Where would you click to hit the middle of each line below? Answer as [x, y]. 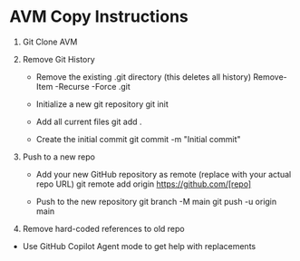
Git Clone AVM [50, 42]
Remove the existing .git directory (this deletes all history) [144, 77]
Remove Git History [58, 59]
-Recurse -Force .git [93, 86]
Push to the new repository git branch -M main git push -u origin [156, 201]
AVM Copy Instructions [99, 17]
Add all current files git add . [89, 121]
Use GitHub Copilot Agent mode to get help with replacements [139, 246]
